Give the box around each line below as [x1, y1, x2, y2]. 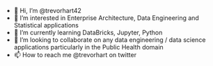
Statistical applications [13, 21, 79, 29]
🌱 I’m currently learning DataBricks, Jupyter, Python [13, 28, 163, 36]
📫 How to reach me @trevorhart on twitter [13, 51, 137, 58]
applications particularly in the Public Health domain [13, 43, 164, 51]
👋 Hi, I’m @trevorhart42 [13, 7, 82, 14]
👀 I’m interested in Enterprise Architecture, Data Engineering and [13, 14, 200, 22]
